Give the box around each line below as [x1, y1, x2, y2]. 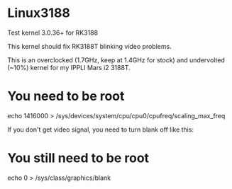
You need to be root [7, 88, 125, 104]
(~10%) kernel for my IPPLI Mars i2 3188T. [7, 63, 131, 71]
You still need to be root [7, 150, 150, 166]
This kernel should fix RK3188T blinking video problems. [7, 42, 172, 50]
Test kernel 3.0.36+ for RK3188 [7, 28, 98, 37]
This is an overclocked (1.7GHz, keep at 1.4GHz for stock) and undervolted [7, 55, 226, 64]
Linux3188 [7, 5, 71, 21]
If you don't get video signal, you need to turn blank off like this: [7, 125, 194, 134]
